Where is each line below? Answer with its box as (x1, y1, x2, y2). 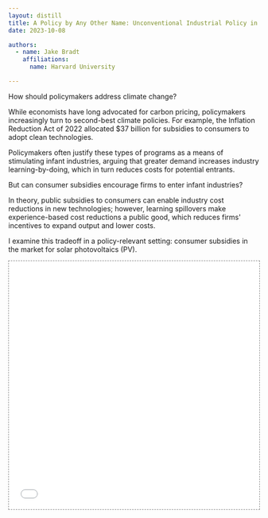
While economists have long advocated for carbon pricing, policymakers (8, 106, 247, 116)
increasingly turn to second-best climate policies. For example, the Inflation (8, 115, 256, 125)
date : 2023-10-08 (8, 26, 66, 34)
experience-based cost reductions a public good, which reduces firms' (8, 212, 241, 222)
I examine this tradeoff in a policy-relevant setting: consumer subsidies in (8, 236, 248, 245)
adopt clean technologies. (8, 132, 94, 141)
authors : (8, 41, 37, 48)
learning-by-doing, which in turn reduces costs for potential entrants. (8, 164, 235, 174)
